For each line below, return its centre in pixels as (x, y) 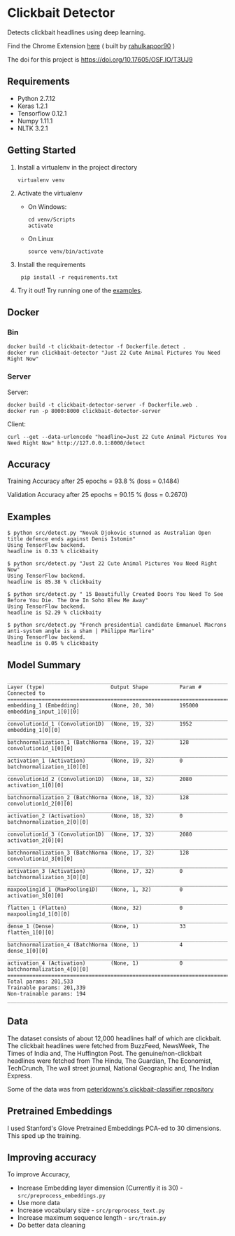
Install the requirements (51, 264)
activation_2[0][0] (36, 840)
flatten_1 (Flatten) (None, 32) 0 (95, 908)
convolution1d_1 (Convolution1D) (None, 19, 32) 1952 (100, 724)
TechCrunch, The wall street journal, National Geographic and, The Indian (113, 1068)
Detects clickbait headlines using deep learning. (76, 32)
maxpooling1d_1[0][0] (39, 914)
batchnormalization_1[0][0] (48, 767)
